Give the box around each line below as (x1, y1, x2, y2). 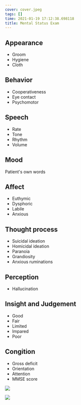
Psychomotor (12, 99, 39, 105)
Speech (5, 113, 29, 122)
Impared (12, 328, 29, 334)
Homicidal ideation (12, 244, 50, 249)
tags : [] (5, 12, 23, 17)
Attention (12, 370, 30, 377)
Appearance (5, 38, 43, 47)
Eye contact (12, 94, 36, 100)
